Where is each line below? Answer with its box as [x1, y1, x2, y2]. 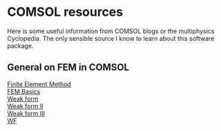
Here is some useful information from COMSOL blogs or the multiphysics [7, 27, 215, 35]
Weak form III [7, 109, 46, 117]
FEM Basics [7, 87, 41, 95]
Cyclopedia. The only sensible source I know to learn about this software [7, 34, 215, 42]
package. [7, 41, 34, 50]
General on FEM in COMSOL [7, 61, 130, 73]
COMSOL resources [7, 4, 123, 20]
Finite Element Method [7, 80, 71, 88]
